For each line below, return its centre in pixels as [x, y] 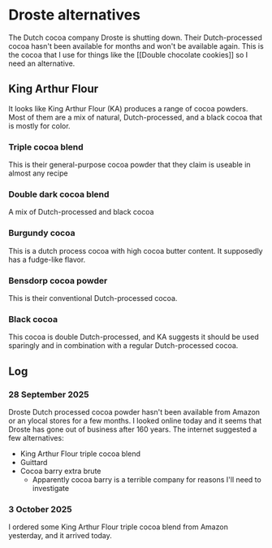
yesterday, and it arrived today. [60, 536]
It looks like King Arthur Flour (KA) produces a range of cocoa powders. [128, 108]
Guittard [34, 462]
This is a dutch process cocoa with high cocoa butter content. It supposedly [136, 250]
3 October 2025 [40, 509]
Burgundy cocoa [42, 233]
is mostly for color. [39, 126]
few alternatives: [36, 437]
